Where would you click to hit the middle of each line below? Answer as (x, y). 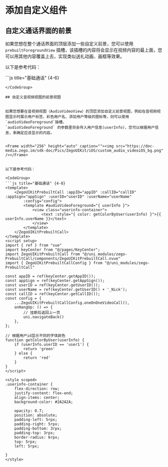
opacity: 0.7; (29, 411)
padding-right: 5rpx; (37, 424)
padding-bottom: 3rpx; (38, 429)
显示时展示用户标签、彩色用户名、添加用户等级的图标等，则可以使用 (69, 117)
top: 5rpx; (26, 442)
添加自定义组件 (36, 10)
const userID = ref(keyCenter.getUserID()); (53, 285)
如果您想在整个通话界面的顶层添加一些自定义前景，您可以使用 (69, 44)
